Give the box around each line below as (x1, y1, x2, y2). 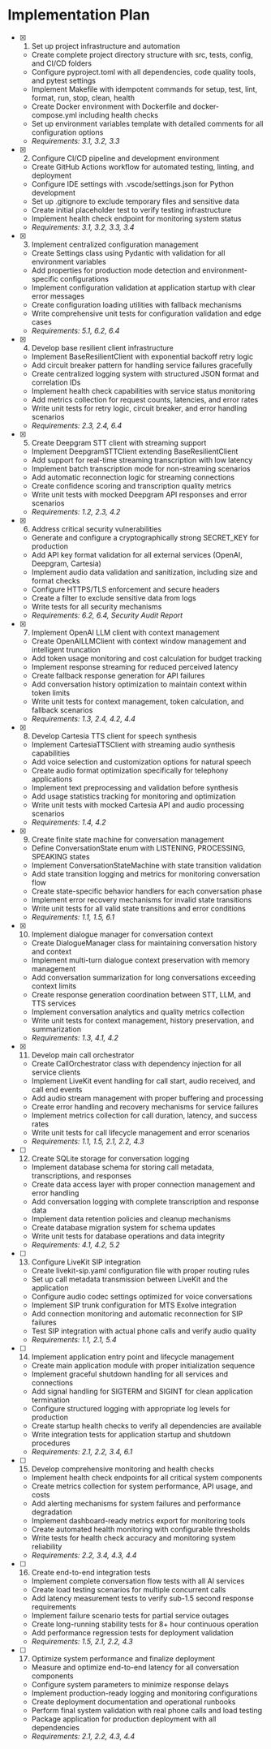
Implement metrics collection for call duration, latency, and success (31, 1110, 257, 1120)
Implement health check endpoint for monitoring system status (31, 213, 242, 223)
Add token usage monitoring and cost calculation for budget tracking (31, 653, 263, 663)
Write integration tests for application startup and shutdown (31, 1429, 231, 1439)
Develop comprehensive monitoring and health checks (31, 1463, 214, 1474)
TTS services (31, 998, 76, 1008)
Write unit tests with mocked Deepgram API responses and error (31, 489, 247, 499)
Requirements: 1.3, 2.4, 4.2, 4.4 (31, 713, 135, 723)
